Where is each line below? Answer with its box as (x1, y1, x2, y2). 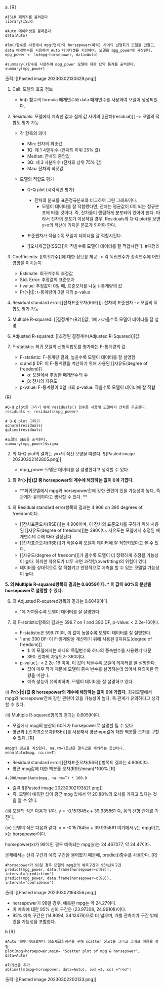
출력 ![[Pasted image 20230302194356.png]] (5, 890, 97, 895)
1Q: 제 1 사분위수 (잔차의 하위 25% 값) (27, 147, 100, 153)
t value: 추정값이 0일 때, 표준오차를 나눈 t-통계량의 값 (19, 283, 123, 288)
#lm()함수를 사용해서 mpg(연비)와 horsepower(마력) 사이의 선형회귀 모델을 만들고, (5, 43, 157, 48)
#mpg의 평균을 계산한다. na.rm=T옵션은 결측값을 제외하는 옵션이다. (5, 746, 125, 751)
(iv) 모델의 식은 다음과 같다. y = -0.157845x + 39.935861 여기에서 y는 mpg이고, (5, 825, 161, 831)
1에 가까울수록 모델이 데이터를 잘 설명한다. (19, 609, 101, 615)
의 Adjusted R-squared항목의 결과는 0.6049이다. (12, 598, 109, 604)
